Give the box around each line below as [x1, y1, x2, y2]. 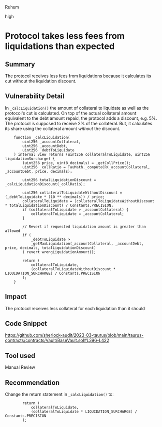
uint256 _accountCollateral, [22, 139, 81, 144]
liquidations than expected [5, 41, 115, 52]
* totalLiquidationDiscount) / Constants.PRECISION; [5, 203, 114, 208]
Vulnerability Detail [5, 92, 64, 100]
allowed [5, 228, 21, 233]
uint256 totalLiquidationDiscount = [22, 177, 96, 182]
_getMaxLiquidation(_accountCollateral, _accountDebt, [30, 241, 144, 246]
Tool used [5, 351, 35, 360]
